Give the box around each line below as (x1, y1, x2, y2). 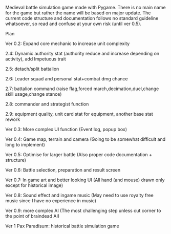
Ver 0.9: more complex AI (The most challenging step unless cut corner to (5, 207, 161, 214)
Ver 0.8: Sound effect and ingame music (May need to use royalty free (5, 192, 154, 198)
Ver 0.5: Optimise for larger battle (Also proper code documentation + (5, 152, 153, 158)
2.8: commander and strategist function (5, 101, 89, 107)
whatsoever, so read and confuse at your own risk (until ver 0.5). (5, 20, 142, 27)
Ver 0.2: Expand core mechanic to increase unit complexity (5, 40, 130, 47)
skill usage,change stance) (5, 91, 62, 97)
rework (5, 116, 20, 122)
